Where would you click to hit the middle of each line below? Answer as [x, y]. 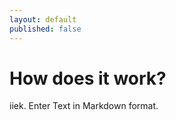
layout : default [43, 19]
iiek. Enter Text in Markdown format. [84, 106]
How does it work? [88, 78]
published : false [45, 29]
